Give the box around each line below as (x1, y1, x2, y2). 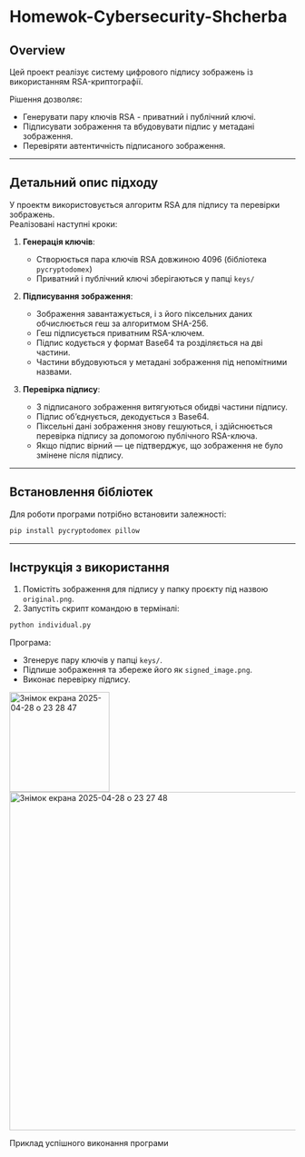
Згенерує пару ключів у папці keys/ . (22, 655, 163, 666)
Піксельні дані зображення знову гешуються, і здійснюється (35, 420, 273, 431)
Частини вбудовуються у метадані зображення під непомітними (35, 356, 288, 367)
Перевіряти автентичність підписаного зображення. (22, 141, 226, 151)
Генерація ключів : (22, 236, 95, 247)
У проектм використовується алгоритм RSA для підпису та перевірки (9, 199, 280, 210)
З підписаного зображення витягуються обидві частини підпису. (35, 401, 288, 412)
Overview (9, 43, 66, 58)
